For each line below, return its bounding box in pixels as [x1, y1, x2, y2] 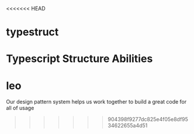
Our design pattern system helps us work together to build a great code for [6, 98, 187, 105]
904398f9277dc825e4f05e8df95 [108, 116, 189, 123]
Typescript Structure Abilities [6, 52, 153, 66]
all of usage [6, 105, 34, 112]
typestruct [6, 26, 59, 39]
